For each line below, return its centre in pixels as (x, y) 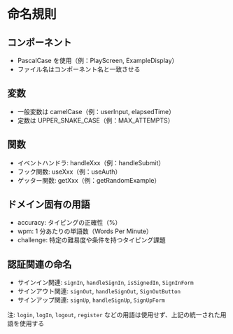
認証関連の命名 (40, 264)
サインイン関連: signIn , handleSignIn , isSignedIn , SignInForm (105, 283)
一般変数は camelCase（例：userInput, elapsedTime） (96, 111)
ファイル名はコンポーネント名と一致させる (79, 69)
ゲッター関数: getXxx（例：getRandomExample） (89, 180)
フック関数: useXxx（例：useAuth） (69, 172)
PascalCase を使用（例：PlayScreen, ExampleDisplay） (98, 61)
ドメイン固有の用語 (49, 205)
